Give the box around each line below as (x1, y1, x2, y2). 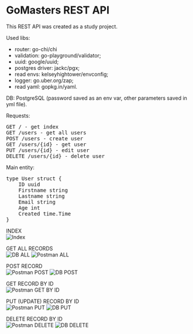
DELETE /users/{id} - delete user (6, 153, 105, 159)
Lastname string (18, 193, 66, 200)
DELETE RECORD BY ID (6, 315, 63, 322)
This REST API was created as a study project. (6, 23, 118, 30)
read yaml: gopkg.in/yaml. (14, 83, 78, 90)
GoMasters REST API (6, 4, 110, 17)
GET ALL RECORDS (6, 245, 53, 252)
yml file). (6, 100, 27, 107)
